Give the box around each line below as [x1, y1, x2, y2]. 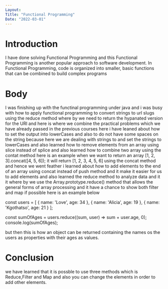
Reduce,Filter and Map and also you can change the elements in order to [5, 274, 155, 280]
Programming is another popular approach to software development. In [5, 60, 152, 66]
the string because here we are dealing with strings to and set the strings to [5, 136, 162, 142]
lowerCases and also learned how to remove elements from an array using [5, 142, 159, 148]
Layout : [5, 7, 22, 12]
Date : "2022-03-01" [5, 16, 46, 21]
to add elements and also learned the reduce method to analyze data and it [5, 173, 160, 180]
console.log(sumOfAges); [5, 219, 58, 225]
